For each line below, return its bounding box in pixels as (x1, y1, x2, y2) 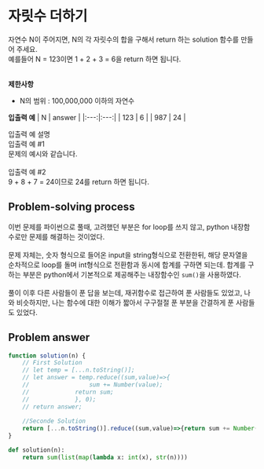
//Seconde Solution (22, 417, 86, 425)
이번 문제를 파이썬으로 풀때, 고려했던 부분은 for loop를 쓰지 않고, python (8, 222, 229, 232)
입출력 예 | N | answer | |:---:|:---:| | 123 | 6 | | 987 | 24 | (8, 112, 186, 122)
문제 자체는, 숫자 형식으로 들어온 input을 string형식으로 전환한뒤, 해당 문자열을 (8, 250, 248, 259)
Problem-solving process (8, 200, 135, 214)
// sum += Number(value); (22, 381, 163, 389)
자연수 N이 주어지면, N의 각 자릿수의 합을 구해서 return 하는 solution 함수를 (8, 35, 240, 44)
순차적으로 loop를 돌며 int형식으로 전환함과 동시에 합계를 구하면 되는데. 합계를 (8, 260, 246, 269)
